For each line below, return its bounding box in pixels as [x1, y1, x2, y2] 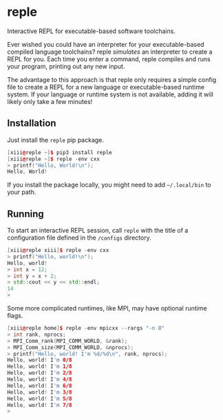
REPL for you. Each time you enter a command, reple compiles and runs [7, 54, 211, 63]
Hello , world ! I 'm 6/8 [7, 382, 72, 389]
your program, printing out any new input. [7, 62, 125, 70]
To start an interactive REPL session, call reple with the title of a [7, 227, 189, 235]
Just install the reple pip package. [7, 136, 105, 144]
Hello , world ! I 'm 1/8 [7, 363, 72, 370]
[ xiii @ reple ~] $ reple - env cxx [7, 156, 100, 162]
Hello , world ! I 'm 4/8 [7, 376, 72, 383]
